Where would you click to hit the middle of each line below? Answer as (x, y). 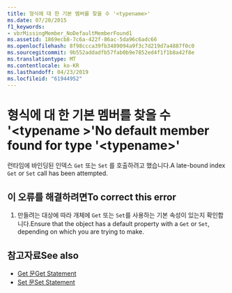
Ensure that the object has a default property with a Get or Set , (120, 224)
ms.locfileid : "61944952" (45, 78)
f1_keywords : (26, 27)
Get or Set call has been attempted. (57, 173)
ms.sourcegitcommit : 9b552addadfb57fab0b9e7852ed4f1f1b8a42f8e (101, 53)
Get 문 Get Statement (47, 273)
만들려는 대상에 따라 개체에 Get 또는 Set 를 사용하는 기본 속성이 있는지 (111, 215)
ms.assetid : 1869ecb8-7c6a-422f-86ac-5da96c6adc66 (82, 40)
